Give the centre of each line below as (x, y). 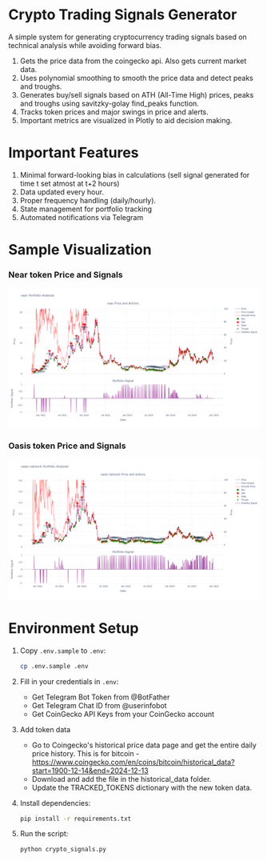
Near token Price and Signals (66, 274)
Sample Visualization (80, 250)
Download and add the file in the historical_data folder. (122, 779)
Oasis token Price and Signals (67, 446)
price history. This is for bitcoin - (86, 753)
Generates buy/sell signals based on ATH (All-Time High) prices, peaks (137, 94)
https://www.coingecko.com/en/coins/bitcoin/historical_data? (133, 762)
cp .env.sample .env (54, 666)
